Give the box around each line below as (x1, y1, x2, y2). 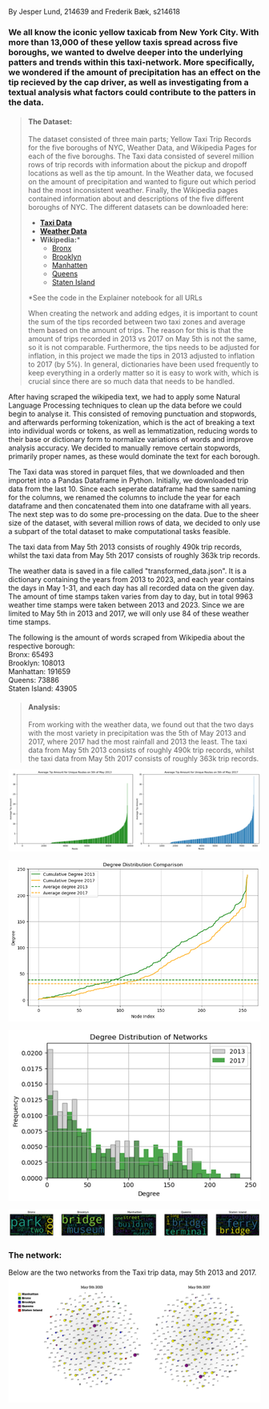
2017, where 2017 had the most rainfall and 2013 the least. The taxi (27, 737, 248, 747)
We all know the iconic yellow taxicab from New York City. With (8, 26, 259, 38)
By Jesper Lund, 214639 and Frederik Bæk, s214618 (8, 7, 180, 16)
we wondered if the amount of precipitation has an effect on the (8, 66, 261, 78)
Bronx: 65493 (8, 650, 54, 660)
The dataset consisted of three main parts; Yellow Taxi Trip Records (27, 134, 252, 144)
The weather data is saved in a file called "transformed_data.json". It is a (8, 566, 247, 576)
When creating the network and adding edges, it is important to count (27, 308, 259, 319)
